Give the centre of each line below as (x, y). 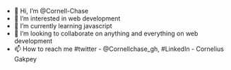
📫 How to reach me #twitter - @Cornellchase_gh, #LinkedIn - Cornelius (119, 49)
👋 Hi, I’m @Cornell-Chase (51, 11)
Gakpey (25, 59)
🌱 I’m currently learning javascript (63, 26)
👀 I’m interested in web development (67, 18)
